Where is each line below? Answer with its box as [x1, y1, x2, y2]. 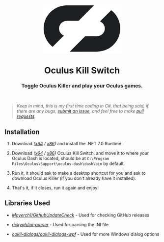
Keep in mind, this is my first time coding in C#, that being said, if [16, 103, 149, 109]
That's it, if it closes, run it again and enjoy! [11, 185, 99, 190]
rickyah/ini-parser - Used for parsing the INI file [11, 221, 109, 227]
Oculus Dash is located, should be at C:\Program [11, 156, 109, 161]
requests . [16, 113, 36, 119]
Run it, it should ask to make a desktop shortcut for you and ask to [11, 170, 146, 176]
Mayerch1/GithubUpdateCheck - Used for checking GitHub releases [11, 212, 150, 218]
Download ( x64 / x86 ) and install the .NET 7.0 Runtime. [11, 141, 123, 146]
